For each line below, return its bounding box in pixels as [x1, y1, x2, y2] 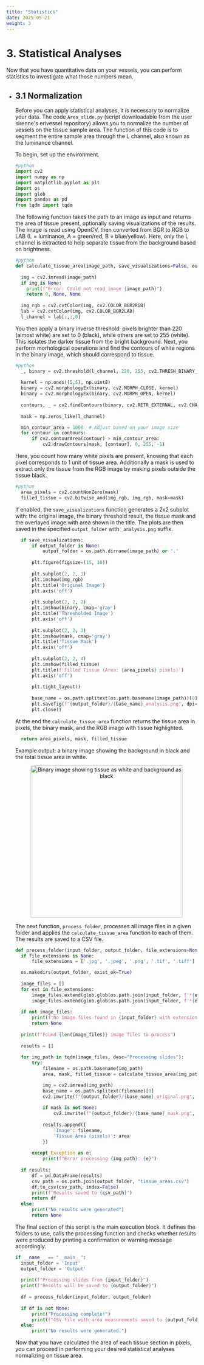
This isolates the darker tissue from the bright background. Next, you [15, 338, 188, 345]
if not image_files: [21, 1009, 73, 1015]
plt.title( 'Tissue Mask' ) [31, 639, 97, 645]
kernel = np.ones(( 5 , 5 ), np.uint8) [21, 380, 111, 386]
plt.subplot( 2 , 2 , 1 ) [31, 571, 86, 577]
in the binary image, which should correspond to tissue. [15, 350, 155, 358]
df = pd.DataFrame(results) [31, 1172, 103, 1179]
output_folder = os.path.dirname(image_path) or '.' [42, 548, 179, 554]
